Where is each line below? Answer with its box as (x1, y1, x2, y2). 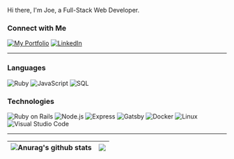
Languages (7, 63, 47, 73)
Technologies (7, 96, 54, 106)
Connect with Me (7, 23, 67, 33)
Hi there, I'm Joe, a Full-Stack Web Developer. (7, 6, 140, 14)
